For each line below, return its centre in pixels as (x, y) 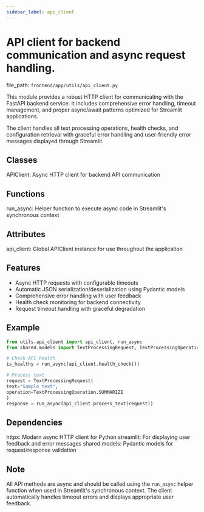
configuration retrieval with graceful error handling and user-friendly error (99, 134)
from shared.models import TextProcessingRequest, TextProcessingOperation (104, 347)
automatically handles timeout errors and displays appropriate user (90, 497)
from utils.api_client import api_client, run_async (74, 342)
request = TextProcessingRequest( (50, 381)
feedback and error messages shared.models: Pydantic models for (90, 444)
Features (23, 268)
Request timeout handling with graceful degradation (80, 308)
